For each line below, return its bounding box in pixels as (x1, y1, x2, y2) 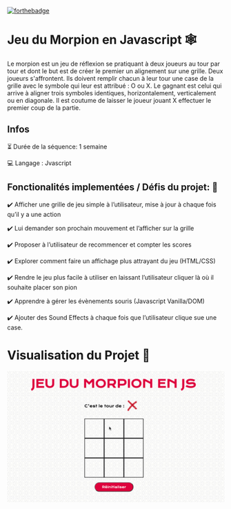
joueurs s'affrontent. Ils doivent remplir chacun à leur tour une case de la (7, 74, 214, 82)
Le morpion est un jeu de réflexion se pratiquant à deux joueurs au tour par (7, 59, 221, 68)
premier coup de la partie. (7, 104, 81, 112)
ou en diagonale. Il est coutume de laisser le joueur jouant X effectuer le (7, 96, 212, 104)
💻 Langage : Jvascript (7, 159, 72, 167)
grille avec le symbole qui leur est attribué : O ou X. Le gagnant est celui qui (7, 81, 222, 90)
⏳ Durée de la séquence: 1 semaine (7, 142, 108, 151)
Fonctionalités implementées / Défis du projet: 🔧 (7, 182, 219, 193)
